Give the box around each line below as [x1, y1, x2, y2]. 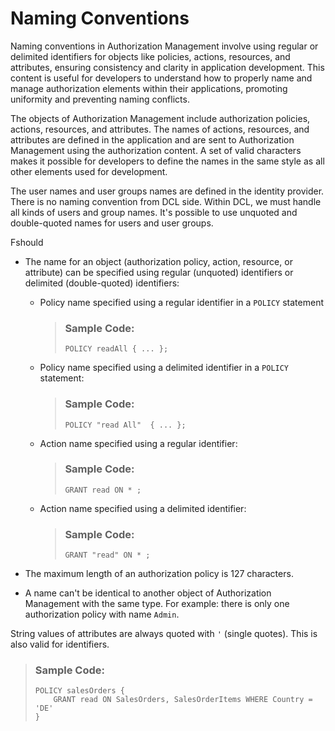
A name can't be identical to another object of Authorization [24, 587, 272, 599]
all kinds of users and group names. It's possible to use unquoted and [10, 206, 298, 218]
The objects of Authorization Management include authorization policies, [10, 112, 311, 124]
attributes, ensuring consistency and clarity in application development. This [10, 61, 325, 73]
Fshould [10, 236, 44, 248]
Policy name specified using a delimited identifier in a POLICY [39, 362, 290, 374]
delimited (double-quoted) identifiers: [24, 277, 180, 289]
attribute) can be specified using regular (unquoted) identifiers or [24, 266, 294, 278]
